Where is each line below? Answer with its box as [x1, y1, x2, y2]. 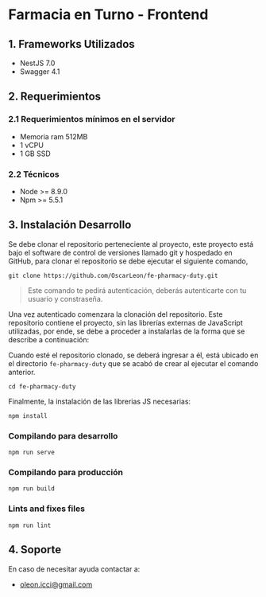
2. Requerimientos [8, 90, 102, 103]
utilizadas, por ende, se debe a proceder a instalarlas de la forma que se [8, 326, 245, 336]
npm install [8, 412, 48, 419]
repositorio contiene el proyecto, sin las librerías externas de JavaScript [8, 318, 244, 327]
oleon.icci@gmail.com [19, 579, 93, 589]
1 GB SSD [19, 149, 52, 158]
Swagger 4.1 [19, 67, 60, 76]
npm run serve [8, 448, 56, 457]
